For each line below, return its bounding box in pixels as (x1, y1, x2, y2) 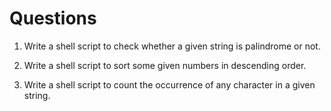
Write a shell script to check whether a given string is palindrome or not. (23, 40, 321, 52)
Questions (9, 7, 97, 30)
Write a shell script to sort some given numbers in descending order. (23, 59, 307, 71)
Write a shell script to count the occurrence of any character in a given (23, 78, 316, 91)
